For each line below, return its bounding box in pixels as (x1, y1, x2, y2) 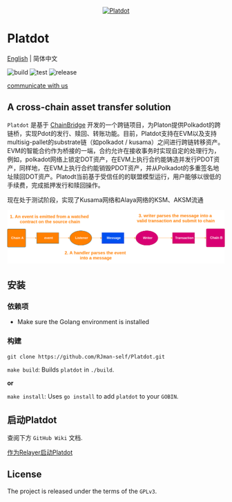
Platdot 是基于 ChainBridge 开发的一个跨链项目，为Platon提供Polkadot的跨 (7, 121, 221, 129)
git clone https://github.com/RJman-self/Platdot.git (7, 354, 166, 361)
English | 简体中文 (7, 54, 58, 62)
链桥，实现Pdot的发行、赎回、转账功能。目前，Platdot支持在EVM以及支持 (7, 129, 217, 137)
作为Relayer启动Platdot (7, 448, 73, 456)
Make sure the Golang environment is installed (17, 317, 150, 325)
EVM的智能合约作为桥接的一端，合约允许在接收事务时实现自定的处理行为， (7, 146, 220, 154)
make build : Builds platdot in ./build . (7, 365, 115, 374)
